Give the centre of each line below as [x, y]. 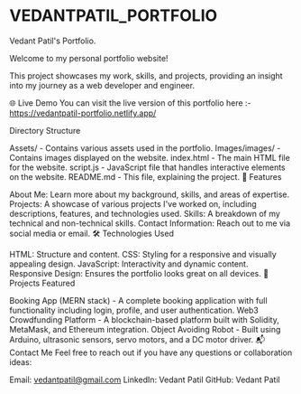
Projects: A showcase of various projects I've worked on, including [133, 203]
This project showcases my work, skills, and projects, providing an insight [146, 75]
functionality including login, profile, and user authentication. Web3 [134, 310]
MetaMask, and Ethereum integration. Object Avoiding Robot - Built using [145, 329]
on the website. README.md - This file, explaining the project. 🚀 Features [146, 176]
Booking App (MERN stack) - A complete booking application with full [138, 300]
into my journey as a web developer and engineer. [102, 85]
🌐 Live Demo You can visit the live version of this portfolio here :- [130, 103]
